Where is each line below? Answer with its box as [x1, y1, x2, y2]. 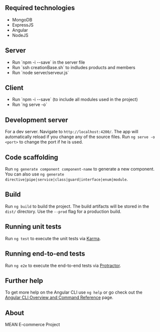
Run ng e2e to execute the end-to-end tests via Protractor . [5, 262, 121, 268]
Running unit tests [5, 223, 62, 231]
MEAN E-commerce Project [5, 322, 60, 328]
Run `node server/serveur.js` [12, 70, 69, 75]
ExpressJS [12, 22, 34, 28]
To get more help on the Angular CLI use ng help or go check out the [5, 289, 143, 296]
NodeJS [12, 32, 29, 38]
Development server [5, 116, 68, 124]
